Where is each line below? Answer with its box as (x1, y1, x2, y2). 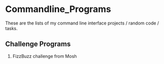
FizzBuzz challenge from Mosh (12, 53, 77, 59)
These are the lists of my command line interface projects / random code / (5, 20, 159, 26)
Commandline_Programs (5, 3, 112, 15)
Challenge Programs (5, 40, 71, 48)
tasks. (5, 25, 18, 31)
